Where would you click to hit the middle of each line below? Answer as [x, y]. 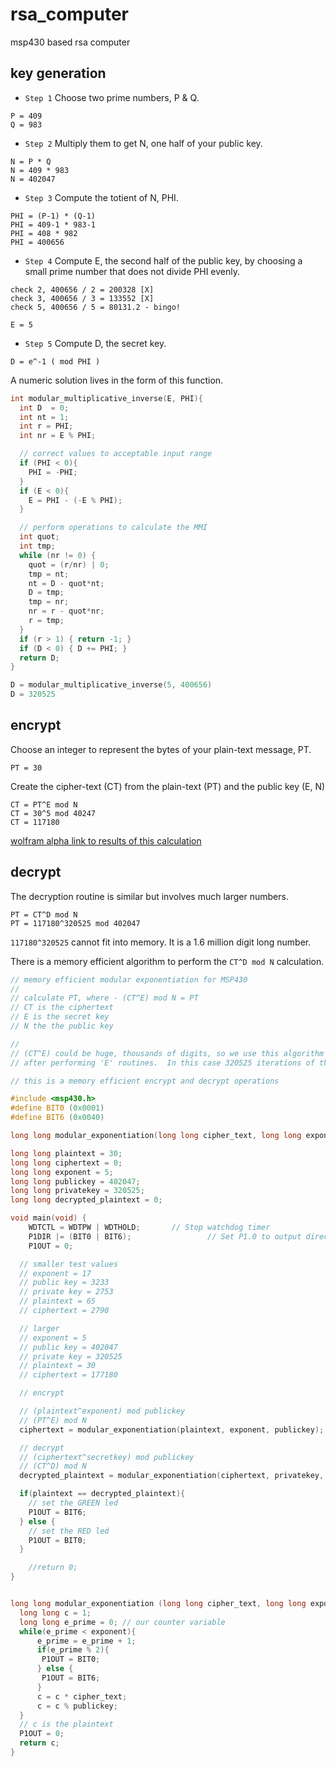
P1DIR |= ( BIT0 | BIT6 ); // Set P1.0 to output [165, 1236]
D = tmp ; [46, 593]
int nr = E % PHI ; [58, 436]
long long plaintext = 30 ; [66, 1153]
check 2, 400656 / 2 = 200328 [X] [82, 289]
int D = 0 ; [44, 408]
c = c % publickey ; [77, 1706]
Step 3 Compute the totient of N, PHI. [101, 197]
